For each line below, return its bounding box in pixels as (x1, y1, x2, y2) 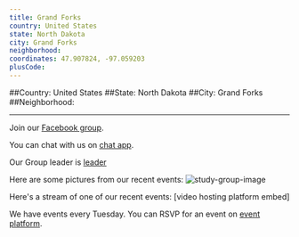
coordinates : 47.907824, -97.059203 (9, 54, 145, 63)
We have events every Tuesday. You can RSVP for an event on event (9, 208, 261, 219)
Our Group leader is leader (9, 157, 107, 168)
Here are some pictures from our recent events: (9, 174, 184, 184)
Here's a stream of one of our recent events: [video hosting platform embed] (9, 191, 290, 201)
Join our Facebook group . (9, 122, 104, 133)
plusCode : (9, 63, 46, 72)
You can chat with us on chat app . (9, 139, 134, 150)
